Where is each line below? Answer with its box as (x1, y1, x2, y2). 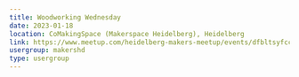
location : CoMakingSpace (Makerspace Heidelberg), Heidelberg (9, 29, 245, 38)
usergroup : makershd (9, 46, 86, 55)
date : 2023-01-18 (9, 21, 74, 30)
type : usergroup (9, 54, 69, 63)
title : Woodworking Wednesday (9, 12, 122, 22)
